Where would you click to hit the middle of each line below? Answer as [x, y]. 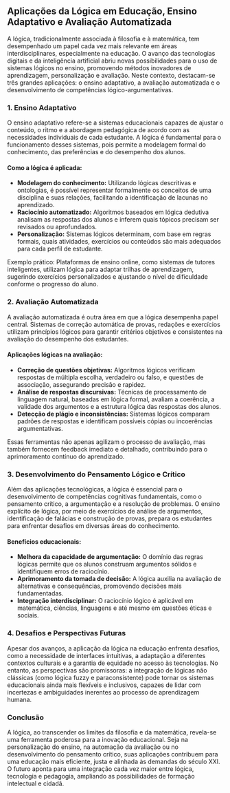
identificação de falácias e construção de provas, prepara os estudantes [110, 518]
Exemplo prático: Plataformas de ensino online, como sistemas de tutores [111, 262]
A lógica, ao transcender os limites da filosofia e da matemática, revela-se [112, 732]
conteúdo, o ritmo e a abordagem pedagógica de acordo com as [99, 130]
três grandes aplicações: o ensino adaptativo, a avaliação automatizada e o [114, 83]
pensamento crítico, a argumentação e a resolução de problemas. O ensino [114, 504]
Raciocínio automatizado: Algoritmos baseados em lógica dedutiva [113, 212]
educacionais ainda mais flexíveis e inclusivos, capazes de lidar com [104, 685]
